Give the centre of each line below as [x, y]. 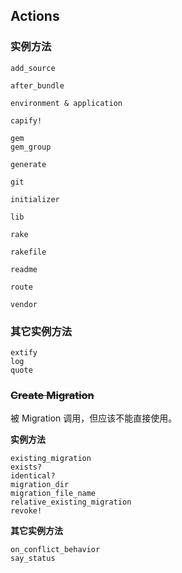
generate [28, 164]
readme [24, 269]
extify [24, 352]
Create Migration [52, 395]
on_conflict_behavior [55, 550]
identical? [33, 476]
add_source [33, 68]
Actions [35, 16]
